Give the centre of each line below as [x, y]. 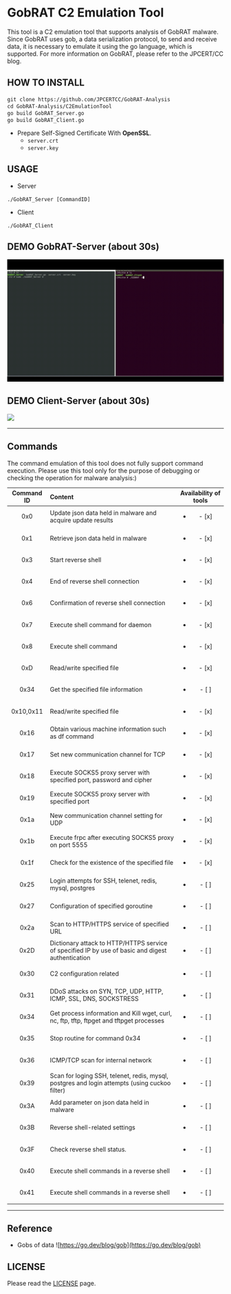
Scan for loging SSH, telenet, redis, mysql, [109, 1076]
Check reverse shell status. [88, 1149]
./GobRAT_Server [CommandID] [49, 199]
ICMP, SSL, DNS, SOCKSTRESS [94, 999]
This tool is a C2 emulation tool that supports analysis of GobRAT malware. [113, 32]
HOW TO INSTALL [46, 83]
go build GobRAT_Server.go [46, 113]
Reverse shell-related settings [92, 1127]
